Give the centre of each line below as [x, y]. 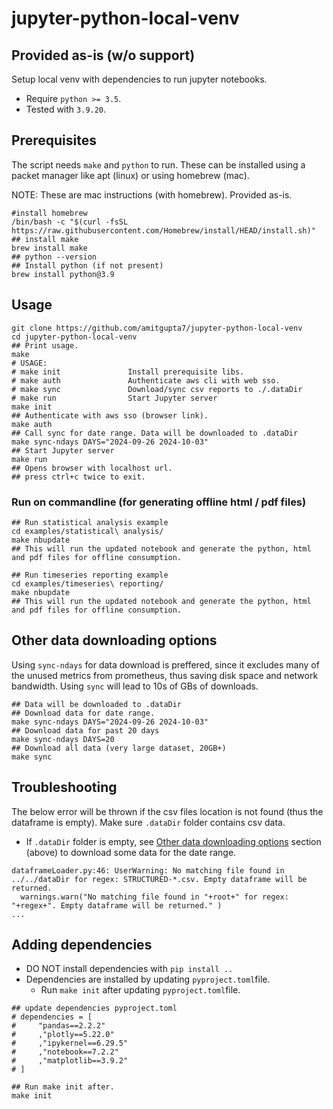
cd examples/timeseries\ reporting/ [87, 583]
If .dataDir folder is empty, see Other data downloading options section [173, 841]
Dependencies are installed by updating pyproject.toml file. [148, 979]
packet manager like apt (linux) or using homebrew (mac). [130, 175]
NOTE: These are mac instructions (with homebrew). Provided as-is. [152, 194]
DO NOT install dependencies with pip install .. [129, 969]
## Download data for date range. [83, 713]
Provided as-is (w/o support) [103, 55]
